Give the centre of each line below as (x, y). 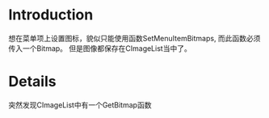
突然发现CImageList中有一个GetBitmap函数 (80, 105)
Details (32, 82)
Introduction (51, 15)
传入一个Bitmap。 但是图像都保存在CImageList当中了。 (100, 48)
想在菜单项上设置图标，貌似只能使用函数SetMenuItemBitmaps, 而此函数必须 (134, 38)
